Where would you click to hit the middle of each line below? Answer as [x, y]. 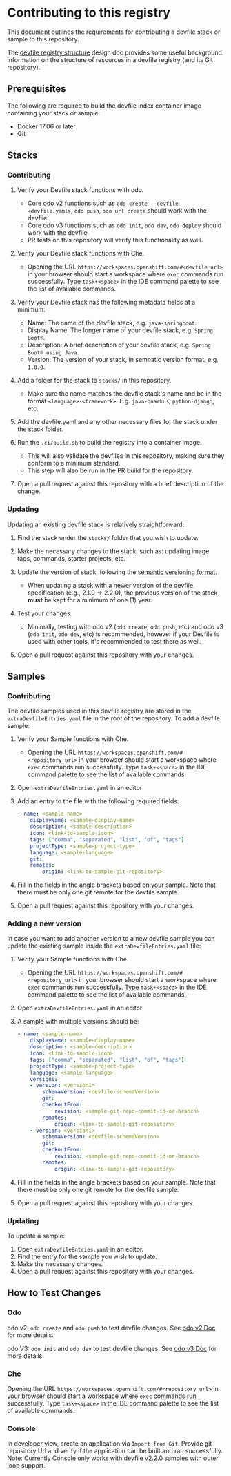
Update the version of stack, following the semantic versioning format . [117, 572]
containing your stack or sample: [54, 113]
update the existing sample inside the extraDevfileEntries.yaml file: [104, 946]
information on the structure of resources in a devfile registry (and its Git [110, 59]
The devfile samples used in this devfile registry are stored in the [99, 711]
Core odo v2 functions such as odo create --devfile [103, 203]
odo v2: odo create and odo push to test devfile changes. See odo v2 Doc [111, 1328]
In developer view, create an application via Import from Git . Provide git [110, 1444]
